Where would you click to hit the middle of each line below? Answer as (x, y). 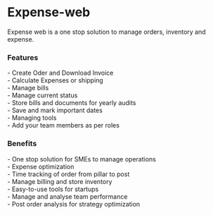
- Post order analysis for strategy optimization (74, 204)
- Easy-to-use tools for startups (53, 189)
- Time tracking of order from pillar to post (69, 174)
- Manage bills (28, 88)
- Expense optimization (41, 166)
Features (23, 57)
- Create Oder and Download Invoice (60, 73)
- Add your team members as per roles (63, 125)
